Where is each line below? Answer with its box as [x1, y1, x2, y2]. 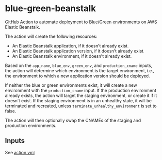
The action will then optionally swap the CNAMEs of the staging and [5, 117, 141, 123]
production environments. [5, 122, 57, 128]
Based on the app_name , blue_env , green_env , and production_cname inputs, [5, 63, 153, 68]
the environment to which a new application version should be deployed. [5, 73, 150, 79]
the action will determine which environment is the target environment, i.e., [5, 67, 155, 73]
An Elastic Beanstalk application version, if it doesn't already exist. [12, 48, 145, 54]
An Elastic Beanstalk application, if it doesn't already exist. [12, 43, 129, 48]
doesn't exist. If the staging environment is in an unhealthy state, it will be [5, 97, 152, 103]
